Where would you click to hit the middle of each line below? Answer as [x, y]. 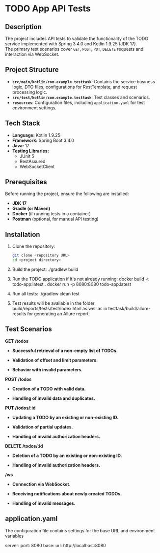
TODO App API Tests [48, 9]
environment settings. [34, 108]
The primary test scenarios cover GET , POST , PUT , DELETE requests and [74, 49]
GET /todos [17, 341]
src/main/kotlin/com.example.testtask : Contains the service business [84, 81]
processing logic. [30, 92]
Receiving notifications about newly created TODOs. [67, 493]
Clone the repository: [34, 246]
